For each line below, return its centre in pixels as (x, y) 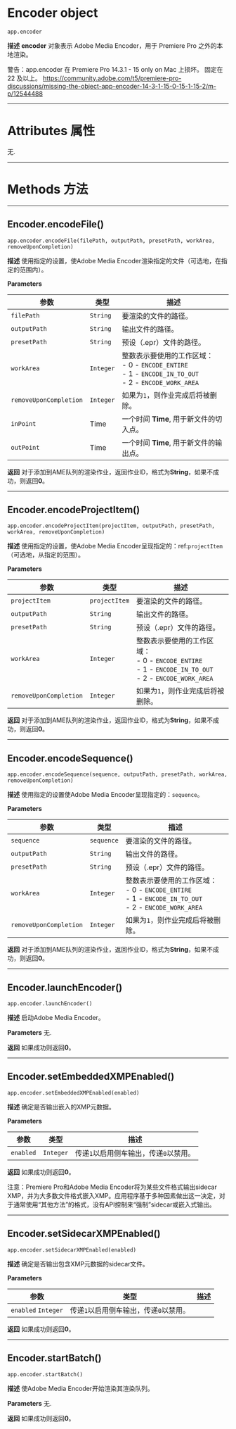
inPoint (24, 423)
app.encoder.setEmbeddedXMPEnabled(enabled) (73, 1093)
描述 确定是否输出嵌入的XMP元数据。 (61, 1107)
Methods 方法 (48, 190)
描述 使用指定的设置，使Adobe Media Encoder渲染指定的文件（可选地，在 (114, 260)
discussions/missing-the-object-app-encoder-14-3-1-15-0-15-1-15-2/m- (112, 86)
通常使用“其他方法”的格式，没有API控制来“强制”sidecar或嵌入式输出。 (114, 1204)
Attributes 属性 (51, 131)
